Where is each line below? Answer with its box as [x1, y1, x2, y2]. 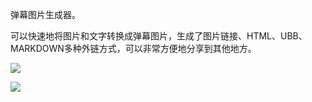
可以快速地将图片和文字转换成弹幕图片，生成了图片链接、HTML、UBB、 [10, 30, 308, 42]
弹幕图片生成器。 [10, 9, 81, 20]
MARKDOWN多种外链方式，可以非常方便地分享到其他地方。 [10, 43, 257, 54]
